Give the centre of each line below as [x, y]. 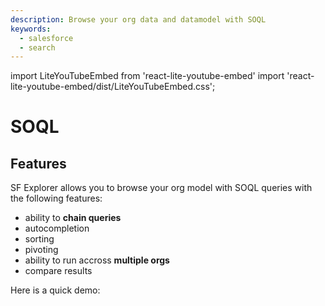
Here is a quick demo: [55, 290]
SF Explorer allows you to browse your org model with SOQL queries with [161, 188]
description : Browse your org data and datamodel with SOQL [138, 19]
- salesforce [46, 38]
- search [37, 47]
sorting [39, 239]
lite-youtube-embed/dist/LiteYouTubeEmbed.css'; [113, 87]
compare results [58, 271]
